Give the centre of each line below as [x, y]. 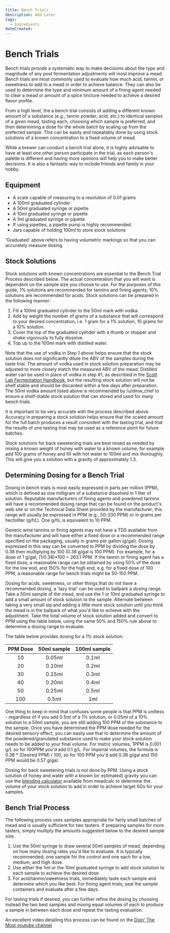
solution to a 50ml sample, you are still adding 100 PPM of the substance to [84, 722]
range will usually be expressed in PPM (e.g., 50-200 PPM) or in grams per [83, 515]
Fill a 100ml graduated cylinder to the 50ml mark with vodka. [76, 310]
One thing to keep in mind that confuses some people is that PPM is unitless [85, 711]
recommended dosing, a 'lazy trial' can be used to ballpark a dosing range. [84, 589]
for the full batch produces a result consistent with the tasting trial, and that [84, 422]
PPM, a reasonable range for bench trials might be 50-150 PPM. [72, 573]
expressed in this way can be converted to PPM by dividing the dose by [80, 546]
